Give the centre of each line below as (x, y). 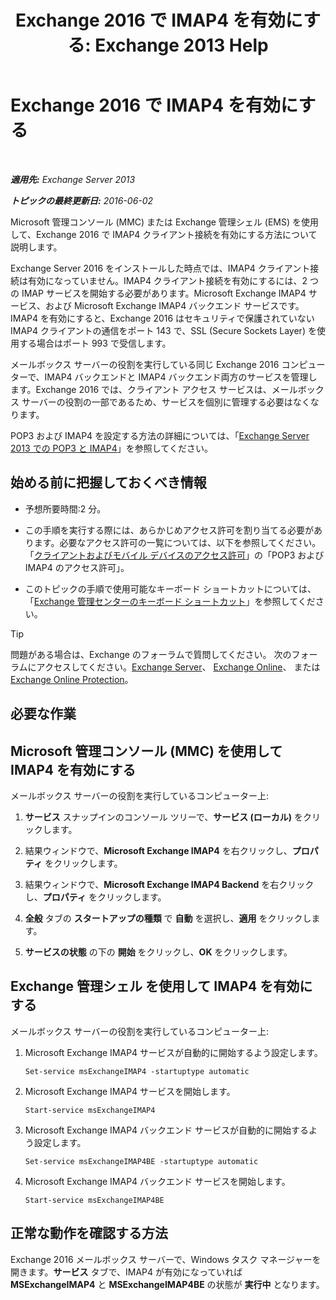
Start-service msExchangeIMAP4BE (94, 1200)
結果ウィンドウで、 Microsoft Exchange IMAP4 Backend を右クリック (169, 884)
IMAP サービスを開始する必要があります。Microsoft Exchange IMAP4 (164, 293)
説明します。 (36, 247)
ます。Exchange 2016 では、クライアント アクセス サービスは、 (141, 389)
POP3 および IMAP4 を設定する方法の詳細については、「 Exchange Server (160, 435)
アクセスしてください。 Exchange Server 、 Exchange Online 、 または (178, 667)
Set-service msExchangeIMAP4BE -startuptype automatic (141, 1161)
